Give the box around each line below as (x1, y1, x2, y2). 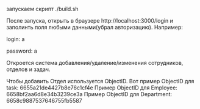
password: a (6, 47, 38, 55)
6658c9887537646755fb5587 (6, 97, 82, 104)
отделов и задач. (6, 66, 51, 73)
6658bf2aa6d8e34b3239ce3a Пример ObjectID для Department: (6, 91, 173, 97)
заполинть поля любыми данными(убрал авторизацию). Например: (6, 24, 183, 31)
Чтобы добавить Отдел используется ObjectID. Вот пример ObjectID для (6, 78, 195, 85)
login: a (6, 36, 25, 42)
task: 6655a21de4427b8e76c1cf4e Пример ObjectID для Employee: (6, 84, 178, 91)
